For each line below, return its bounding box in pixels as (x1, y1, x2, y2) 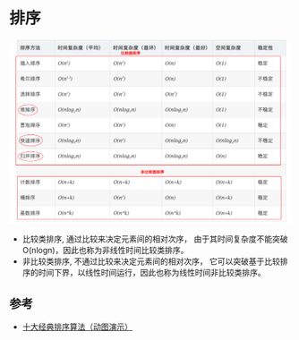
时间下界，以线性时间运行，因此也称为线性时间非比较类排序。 (38, 268, 266, 278)
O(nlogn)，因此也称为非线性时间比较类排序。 (21, 245, 189, 256)
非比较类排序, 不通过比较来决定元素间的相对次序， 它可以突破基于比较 (21, 256, 280, 267)
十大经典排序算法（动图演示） (21, 321, 132, 332)
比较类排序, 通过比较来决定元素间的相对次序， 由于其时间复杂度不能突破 (21, 234, 288, 244)
